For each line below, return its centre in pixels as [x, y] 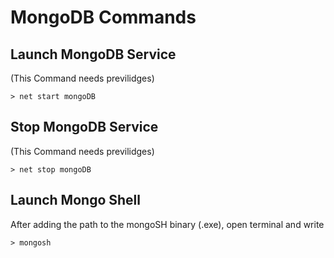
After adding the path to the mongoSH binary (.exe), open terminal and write [167, 224]
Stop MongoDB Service [84, 127]
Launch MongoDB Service [93, 54]
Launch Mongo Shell [75, 200]
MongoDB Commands [103, 17]
